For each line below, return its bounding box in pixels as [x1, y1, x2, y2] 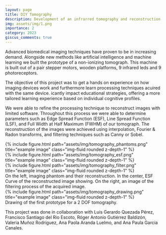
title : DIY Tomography [5, 12, 52, 17]
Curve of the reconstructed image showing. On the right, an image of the [5, 178, 154, 184]
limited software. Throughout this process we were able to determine [5, 110, 146, 116]
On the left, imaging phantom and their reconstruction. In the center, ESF [5, 173, 154, 179]
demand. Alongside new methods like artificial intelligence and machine [5, 54, 152, 60]
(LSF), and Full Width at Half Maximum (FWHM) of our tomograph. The [5, 120, 150, 127]
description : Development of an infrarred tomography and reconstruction [5, 16, 161, 21]
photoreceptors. [5, 70, 38, 76]
